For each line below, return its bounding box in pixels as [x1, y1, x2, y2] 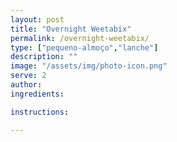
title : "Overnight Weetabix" [10, 24, 132, 34]
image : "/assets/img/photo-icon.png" [10, 61, 168, 71]
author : [10, 80, 43, 90]
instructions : [10, 107, 70, 117]
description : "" [10, 52, 78, 62]
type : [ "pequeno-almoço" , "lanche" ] [10, 42, 159, 53]
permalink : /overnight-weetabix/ [10, 33, 150, 43]
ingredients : [10, 89, 65, 99]
